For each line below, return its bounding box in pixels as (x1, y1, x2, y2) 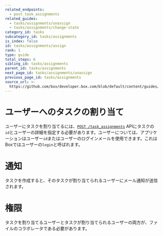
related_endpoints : (5, 7, 45, 12)
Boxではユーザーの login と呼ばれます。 (5, 142, 83, 147)
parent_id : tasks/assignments (5, 66, 66, 71)
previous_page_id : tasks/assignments (5, 75, 81, 80)
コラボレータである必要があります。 (17, 226, 90, 232)
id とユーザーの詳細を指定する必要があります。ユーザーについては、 (5, 129, 141, 135)
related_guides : (5, 16, 38, 21)
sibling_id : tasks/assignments (5, 61, 68, 66)
